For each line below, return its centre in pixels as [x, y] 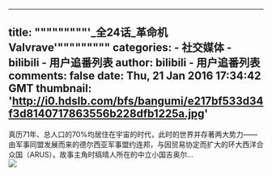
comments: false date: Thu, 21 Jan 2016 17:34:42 [135, 76]
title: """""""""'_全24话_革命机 [88, 33]
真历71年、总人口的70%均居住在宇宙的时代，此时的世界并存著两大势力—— [133, 134]
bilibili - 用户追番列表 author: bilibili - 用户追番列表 [134, 63]
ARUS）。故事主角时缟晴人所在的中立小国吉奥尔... [112, 154]
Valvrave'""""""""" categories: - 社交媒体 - [120, 48]
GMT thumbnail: [50, 88]
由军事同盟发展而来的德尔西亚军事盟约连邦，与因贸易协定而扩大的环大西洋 [132, 144]
